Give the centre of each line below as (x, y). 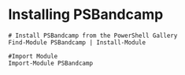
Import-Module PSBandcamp (50, 63)
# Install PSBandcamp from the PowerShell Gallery (93, 36)
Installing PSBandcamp (86, 15)
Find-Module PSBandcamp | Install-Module (77, 42)
